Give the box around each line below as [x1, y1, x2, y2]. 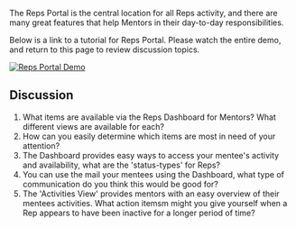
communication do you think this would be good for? [22, 178, 218, 189]
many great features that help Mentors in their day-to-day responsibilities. [9, 17, 284, 28]
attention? [22, 140, 60, 151]
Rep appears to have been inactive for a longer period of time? [22, 207, 255, 218]
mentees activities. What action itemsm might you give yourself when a [22, 197, 288, 208]
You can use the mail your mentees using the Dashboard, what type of [22, 168, 284, 179]
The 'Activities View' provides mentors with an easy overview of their [22, 188, 280, 199]
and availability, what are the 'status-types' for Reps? [22, 159, 221, 170]
